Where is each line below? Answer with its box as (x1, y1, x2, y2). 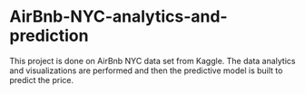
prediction (9, 25, 89, 46)
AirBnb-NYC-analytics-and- (9, 6, 229, 27)
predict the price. (9, 74, 74, 85)
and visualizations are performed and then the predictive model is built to (9, 65, 283, 76)
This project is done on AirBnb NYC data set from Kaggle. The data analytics (9, 55, 296, 66)
